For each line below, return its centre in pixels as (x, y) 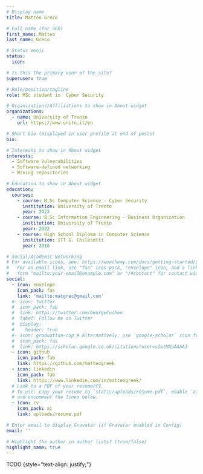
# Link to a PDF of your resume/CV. (58, 386)
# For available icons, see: (43, 262)
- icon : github (31, 352)
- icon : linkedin (34, 369)
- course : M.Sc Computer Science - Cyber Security (82, 200)
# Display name (25, 12)
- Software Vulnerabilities (47, 162)
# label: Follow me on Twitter (53, 318)
